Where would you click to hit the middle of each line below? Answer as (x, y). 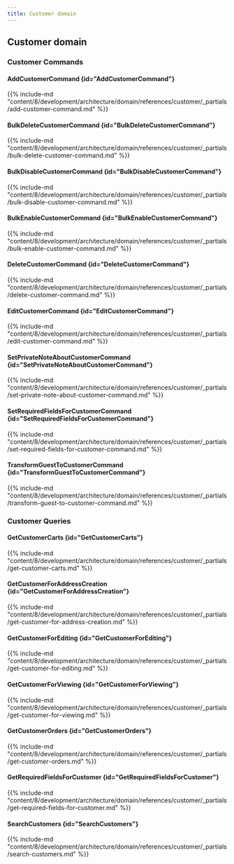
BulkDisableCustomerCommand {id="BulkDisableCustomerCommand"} (115, 171)
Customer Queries (39, 520)
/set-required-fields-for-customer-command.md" (78, 449)
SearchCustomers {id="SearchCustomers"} (73, 823)
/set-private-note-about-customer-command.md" (79, 395)
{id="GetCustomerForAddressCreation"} (68, 591)
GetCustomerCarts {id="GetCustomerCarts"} (75, 538)
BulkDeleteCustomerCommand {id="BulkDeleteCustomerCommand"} (111, 125)
